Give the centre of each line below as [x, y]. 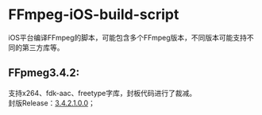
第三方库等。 [43, 47]
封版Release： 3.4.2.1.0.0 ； [52, 103]
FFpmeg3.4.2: [44, 73]
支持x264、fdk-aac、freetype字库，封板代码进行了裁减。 [102, 93]
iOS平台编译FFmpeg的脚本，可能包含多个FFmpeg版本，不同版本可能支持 [128, 37]
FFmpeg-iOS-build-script [94, 15]
